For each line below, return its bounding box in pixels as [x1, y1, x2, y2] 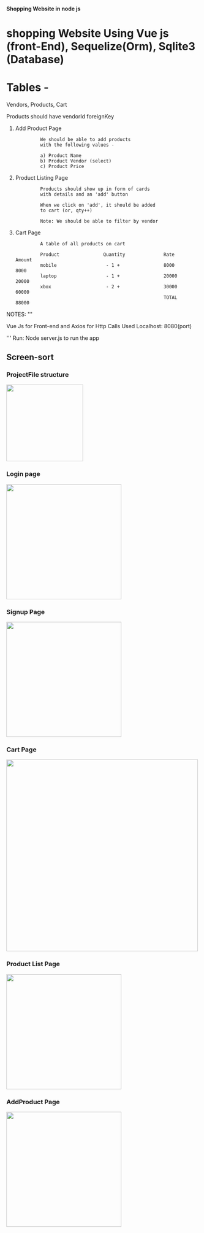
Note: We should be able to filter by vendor [40, 218, 159, 224]
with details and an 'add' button [40, 191, 129, 198]
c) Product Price [40, 163, 85, 169]
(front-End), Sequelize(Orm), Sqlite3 [6, 39, 196, 53]
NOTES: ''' [6, 310, 32, 318]
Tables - [6, 80, 49, 94]
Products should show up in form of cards [40, 186, 150, 192]
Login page [6, 470, 41, 478]
